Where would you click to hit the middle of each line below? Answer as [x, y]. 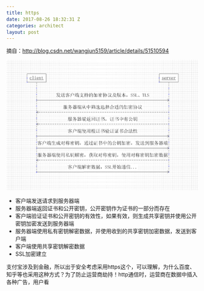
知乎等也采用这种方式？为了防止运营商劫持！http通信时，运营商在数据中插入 [102, 274]
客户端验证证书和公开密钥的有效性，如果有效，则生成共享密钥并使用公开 [106, 216]
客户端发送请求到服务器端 [47, 200]
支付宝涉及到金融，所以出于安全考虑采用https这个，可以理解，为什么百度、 [101, 267]
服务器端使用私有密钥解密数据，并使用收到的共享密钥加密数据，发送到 [103, 231]
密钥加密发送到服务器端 [44, 223]
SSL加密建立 [31, 254]
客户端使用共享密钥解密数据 [50, 246]
